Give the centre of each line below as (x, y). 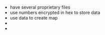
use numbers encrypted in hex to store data (55, 12)
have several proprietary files (40, 7)
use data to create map (34, 18)
